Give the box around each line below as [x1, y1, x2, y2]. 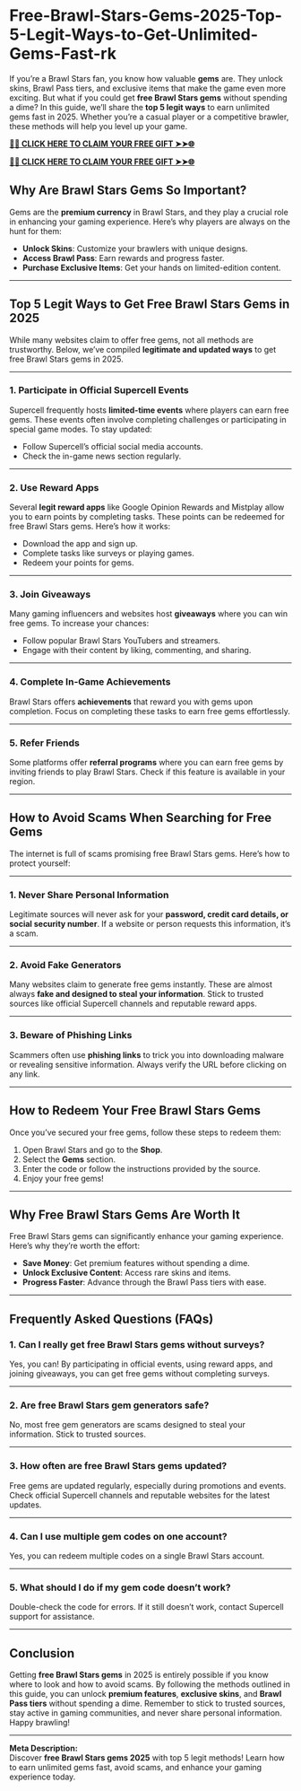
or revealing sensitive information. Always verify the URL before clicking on [9, 1059, 287, 1070]
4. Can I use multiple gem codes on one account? [9, 1530, 228, 1542]
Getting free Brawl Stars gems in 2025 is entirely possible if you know [9, 1670, 269, 1681]
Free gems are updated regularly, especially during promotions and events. [9, 1480, 287, 1490]
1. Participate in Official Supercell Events [9, 384, 190, 397]
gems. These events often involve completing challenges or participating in [9, 414, 287, 424]
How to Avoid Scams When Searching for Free [9, 810, 271, 826]
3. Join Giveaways [9, 589, 91, 601]
